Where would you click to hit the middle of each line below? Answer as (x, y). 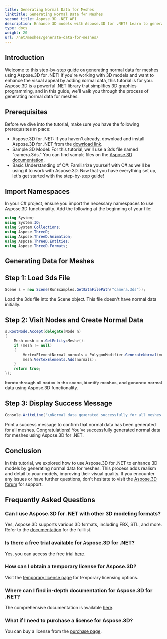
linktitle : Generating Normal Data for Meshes (54, 14)
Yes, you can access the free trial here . (45, 554)
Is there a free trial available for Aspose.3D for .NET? (70, 543)
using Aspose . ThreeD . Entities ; (38, 241)
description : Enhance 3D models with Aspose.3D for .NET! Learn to (77, 24)
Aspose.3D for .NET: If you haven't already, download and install (78, 139)
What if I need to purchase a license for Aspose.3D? (69, 621)
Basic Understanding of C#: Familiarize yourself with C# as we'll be (81, 165)
